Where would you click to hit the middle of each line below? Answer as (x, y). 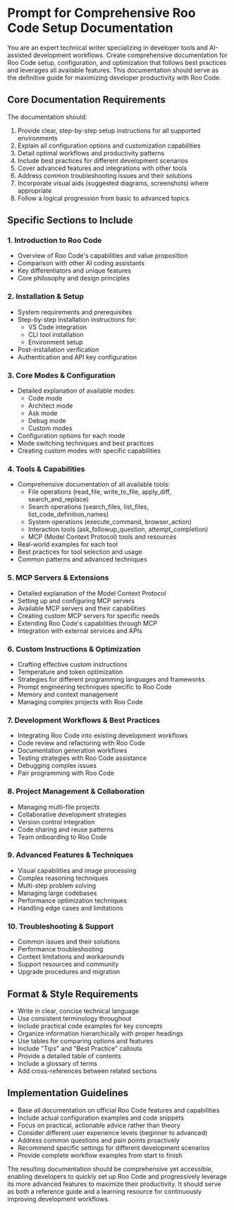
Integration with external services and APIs (80, 631)
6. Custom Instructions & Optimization (74, 649)
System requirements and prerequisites (75, 312)
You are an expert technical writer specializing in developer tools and (107, 47)
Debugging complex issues (57, 766)
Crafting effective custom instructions (72, 664)
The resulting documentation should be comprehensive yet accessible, (110, 1169)
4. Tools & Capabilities (46, 469)
